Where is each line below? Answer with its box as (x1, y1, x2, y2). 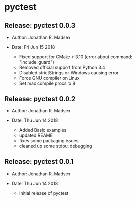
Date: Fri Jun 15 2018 (11, 44, 55, 50)
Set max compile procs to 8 (19, 80, 75, 86)
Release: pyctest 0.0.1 (4, 157, 74, 166)
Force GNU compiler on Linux (19, 75, 80, 81)
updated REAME (19, 132, 53, 138)
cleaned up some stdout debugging (19, 143, 92, 149)
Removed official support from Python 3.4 (19, 64, 105, 70)
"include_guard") (19, 59, 54, 65)
